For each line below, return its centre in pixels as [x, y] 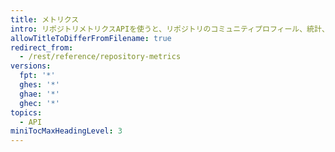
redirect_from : [42, 47]
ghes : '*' [39, 85]
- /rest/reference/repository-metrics [100, 57]
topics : [26, 112]
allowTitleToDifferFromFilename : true [91, 38]
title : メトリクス [45, 19]
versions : [31, 66]
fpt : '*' [37, 76]
